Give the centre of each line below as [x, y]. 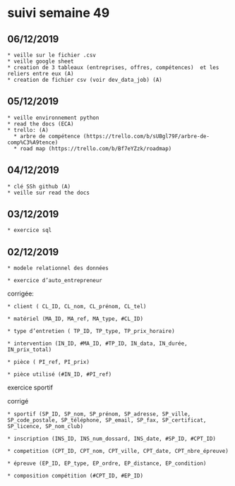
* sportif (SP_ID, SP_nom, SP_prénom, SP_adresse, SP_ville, [99, 414]
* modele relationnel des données [58, 268]
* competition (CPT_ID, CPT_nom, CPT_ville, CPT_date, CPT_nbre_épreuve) [118, 451]
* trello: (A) [28, 130]
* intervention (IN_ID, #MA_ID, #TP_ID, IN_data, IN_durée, [98, 344]
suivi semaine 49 [59, 13]
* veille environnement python [53, 118]
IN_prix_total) [30, 350]
